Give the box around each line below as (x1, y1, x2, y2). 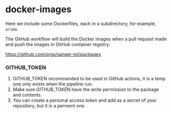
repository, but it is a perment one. (12, 103, 86, 109)
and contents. (12, 92, 42, 98)
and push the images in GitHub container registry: (5, 41, 111, 47)
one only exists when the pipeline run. (12, 81, 93, 87)
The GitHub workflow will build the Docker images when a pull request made (5, 36, 167, 42)
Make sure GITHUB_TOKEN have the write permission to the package (12, 86, 159, 93)
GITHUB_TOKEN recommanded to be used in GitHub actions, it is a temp (12, 76, 166, 82)
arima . (5, 26, 18, 32)
